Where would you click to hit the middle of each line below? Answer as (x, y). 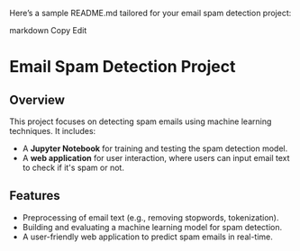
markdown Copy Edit (48, 30)
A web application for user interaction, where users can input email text (156, 158)
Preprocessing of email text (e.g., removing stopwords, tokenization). (150, 217)
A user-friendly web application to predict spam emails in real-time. (147, 237)
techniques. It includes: (53, 131)
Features (35, 196)
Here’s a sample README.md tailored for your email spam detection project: (150, 13)
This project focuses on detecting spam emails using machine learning (141, 121)
